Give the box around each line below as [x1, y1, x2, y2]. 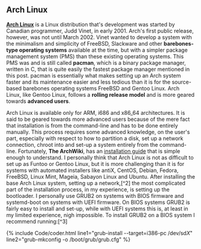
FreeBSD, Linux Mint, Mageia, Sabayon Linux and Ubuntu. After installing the [6, 173, 196, 180]
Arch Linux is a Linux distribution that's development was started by [6, 20, 175, 28]
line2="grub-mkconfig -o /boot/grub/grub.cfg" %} [6, 236, 131, 243]
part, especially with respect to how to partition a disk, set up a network [6, 135, 184, 142]
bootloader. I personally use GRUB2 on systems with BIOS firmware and [6, 192, 184, 199]
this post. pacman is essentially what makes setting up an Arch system [6, 72, 181, 79]
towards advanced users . [6, 97, 71, 105]
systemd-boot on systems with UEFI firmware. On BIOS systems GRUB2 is [6, 198, 190, 206]
